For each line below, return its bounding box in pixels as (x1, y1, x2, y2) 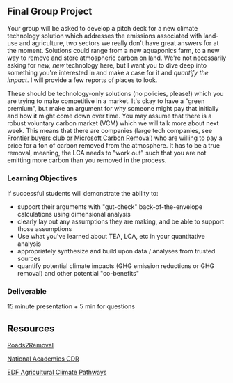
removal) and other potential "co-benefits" (17, 269, 139, 278)
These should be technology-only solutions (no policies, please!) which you (7, 89, 224, 97)
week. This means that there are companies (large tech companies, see (7, 126, 213, 134)
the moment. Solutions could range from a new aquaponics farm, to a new (7, 46, 220, 54)
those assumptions (17, 225, 72, 233)
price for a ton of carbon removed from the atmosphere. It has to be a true (7, 141, 220, 149)
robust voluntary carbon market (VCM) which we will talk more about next (7, 118, 219, 127)
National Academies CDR (7, 354, 80, 363)
